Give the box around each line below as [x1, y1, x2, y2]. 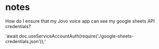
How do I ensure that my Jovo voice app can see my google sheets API [5, 18, 155, 24]
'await [5, 33, 18, 39]
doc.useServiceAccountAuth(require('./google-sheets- [19, 33, 134, 39]
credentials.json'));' [5, 38, 46, 44]
